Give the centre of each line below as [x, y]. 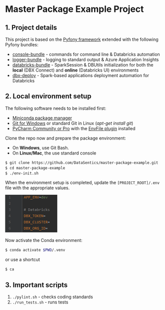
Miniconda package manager [42, 118]
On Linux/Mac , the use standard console [54, 153]
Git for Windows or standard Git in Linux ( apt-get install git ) [73, 123]
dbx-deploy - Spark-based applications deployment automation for [81, 75]
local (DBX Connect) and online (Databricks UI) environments [75, 70]
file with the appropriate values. [37, 188]
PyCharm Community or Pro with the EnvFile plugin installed [74, 128]
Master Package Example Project [75, 9]
